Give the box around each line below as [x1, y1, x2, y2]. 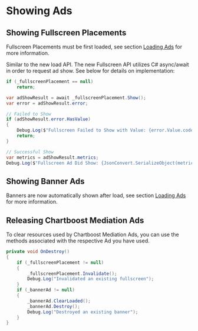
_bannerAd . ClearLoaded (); [27, 298, 91, 304]
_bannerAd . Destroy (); [27, 303, 81, 309]
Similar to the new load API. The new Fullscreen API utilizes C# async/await [6, 61, 190, 68]
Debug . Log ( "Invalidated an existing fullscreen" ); [27, 276, 154, 282]
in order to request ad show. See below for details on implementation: [6, 67, 175, 74]
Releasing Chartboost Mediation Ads [6, 215, 144, 225]
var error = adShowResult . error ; [6, 100, 88, 106]
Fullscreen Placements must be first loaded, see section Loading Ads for [6, 43, 183, 50]
